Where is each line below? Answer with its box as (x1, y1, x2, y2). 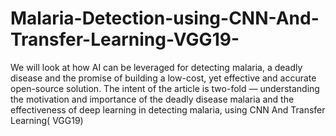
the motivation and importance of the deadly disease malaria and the (10, 93, 295, 105)
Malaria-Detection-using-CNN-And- (10, 7, 320, 30)
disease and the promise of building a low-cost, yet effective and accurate (10, 72, 317, 84)
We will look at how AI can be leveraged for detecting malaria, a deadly (10, 61, 303, 73)
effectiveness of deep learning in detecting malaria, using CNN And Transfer (10, 103, 326, 116)
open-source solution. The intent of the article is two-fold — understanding (10, 82, 320, 94)
